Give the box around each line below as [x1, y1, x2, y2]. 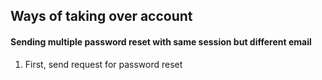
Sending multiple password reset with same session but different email [10, 35, 312, 48]
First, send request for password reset [24, 58, 183, 70]
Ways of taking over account [10, 8, 193, 25]
